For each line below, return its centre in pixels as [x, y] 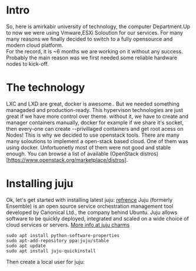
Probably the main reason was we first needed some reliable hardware [92, 57]
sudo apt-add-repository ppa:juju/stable [58, 240]
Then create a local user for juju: [46, 262]
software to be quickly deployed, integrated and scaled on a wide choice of [98, 218]
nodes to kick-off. [27, 64]
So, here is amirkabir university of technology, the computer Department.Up [98, 26]
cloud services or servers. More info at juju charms [68, 225]
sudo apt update [26, 246]
